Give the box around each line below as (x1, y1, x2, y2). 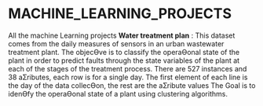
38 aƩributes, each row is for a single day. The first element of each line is (8, 72, 248, 82)
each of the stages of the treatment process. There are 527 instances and (8, 64, 247, 73)
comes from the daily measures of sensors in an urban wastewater (8, 38, 225, 48)
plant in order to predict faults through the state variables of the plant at (8, 56, 240, 65)
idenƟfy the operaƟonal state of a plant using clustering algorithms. (8, 89, 228, 98)
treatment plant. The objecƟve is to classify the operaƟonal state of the (8, 47, 240, 57)
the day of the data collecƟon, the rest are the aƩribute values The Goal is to (8, 80, 256, 90)
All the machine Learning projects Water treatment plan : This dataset (8, 31, 236, 40)
